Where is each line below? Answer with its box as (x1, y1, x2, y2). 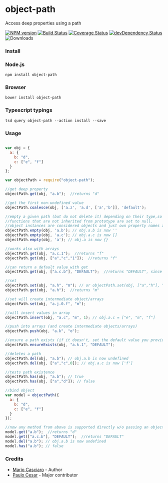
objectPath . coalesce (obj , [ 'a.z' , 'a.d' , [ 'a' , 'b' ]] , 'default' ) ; (5, 205, 146, 210)
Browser (5, 84, 26, 91)
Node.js (5, 61, 25, 68)
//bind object (5, 388, 35, 393)
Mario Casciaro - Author (12, 466, 62, 472)
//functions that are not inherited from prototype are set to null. (5, 218, 153, 223)
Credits (5, 455, 23, 462)
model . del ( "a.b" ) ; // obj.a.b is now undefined (5, 438, 106, 443)
